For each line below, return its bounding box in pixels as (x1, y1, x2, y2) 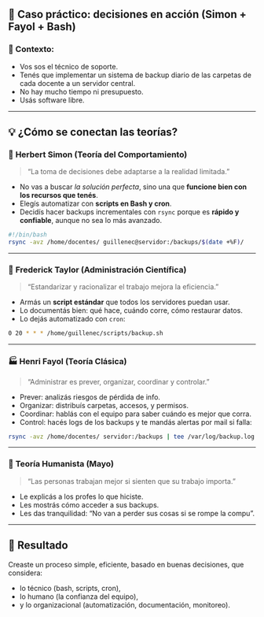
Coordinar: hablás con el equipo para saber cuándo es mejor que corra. (19, 409, 251, 418)
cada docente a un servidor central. (19, 78, 136, 87)
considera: (8, 568, 43, 578)
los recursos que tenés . (19, 191, 98, 200)
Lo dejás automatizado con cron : (19, 314, 126, 324)
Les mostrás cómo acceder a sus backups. (19, 500, 159, 509)
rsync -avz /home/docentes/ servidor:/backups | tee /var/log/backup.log (8, 433, 255, 440)
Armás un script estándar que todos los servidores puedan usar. (19, 297, 230, 307)
